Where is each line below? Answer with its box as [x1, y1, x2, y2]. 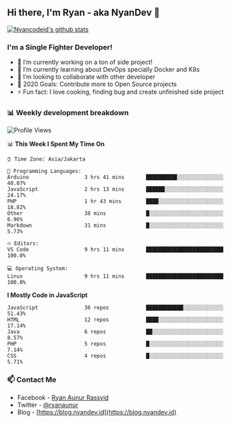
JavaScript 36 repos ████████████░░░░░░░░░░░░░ [7, 305, 224, 311]
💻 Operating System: [7, 265, 69, 272]
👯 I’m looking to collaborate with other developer [17, 73, 156, 81]
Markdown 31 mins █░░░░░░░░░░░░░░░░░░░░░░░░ [7, 222, 224, 229]
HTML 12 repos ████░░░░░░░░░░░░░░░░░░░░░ [7, 316, 224, 324]
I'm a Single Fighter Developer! [7, 42, 112, 52]
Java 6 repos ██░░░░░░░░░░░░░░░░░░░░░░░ [7, 329, 224, 336]
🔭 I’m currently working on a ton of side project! [17, 58, 153, 66]
